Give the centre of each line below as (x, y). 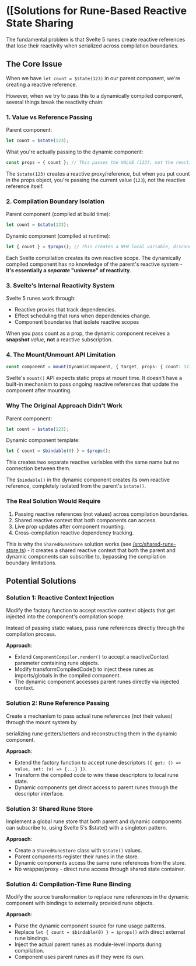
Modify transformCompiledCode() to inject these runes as (84, 669)
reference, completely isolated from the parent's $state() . (76, 486)
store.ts (15, 550)
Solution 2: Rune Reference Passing (58, 703)
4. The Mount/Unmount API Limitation (61, 355)
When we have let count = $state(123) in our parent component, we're (93, 78)
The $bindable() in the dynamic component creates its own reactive (88, 480)
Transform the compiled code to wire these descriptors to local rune (97, 775)
